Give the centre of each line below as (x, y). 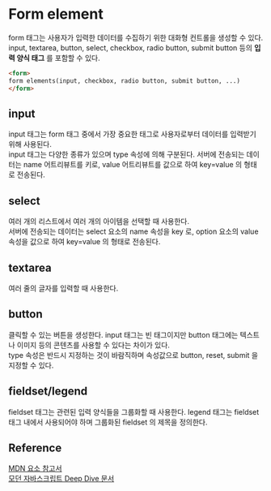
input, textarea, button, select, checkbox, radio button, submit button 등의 (131, 47)
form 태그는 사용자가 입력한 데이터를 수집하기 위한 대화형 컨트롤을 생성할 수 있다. (136, 37)
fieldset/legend (48, 392)
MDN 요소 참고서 (35, 468)
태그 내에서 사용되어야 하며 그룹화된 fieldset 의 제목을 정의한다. (108, 422)
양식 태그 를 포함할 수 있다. (58, 58)
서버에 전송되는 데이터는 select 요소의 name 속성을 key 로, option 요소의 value (133, 231)
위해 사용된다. (30, 144)
